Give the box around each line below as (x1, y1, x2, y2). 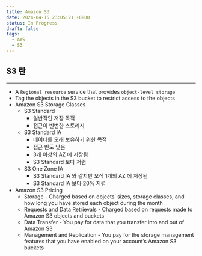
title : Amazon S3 (6, 8, 50, 15)
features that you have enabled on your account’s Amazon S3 (23, 237, 177, 245)
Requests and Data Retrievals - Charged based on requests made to (23, 206, 193, 213)
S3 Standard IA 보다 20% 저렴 (32, 180, 106, 187)
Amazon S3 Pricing (14, 186, 63, 194)
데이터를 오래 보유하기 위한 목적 (32, 136, 107, 143)
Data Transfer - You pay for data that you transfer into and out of (23, 218, 185, 225)
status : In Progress (6, 20, 58, 26)
